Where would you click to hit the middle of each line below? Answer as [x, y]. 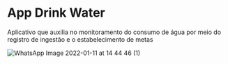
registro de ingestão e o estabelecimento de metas [80, 39]
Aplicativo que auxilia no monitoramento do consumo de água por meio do [114, 32]
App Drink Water [56, 13]
